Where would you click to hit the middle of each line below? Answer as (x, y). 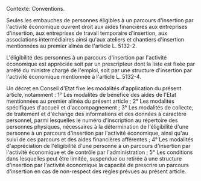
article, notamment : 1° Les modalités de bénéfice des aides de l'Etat (91, 95)
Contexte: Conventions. (36, 9)
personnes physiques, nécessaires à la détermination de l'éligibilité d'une (97, 127)
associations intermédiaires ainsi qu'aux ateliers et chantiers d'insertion (95, 39)
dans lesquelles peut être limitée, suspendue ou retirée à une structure (94, 158)
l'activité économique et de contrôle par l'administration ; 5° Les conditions (100, 152)
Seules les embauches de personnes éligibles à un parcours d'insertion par (100, 20)
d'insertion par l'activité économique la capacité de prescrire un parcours (97, 165)
